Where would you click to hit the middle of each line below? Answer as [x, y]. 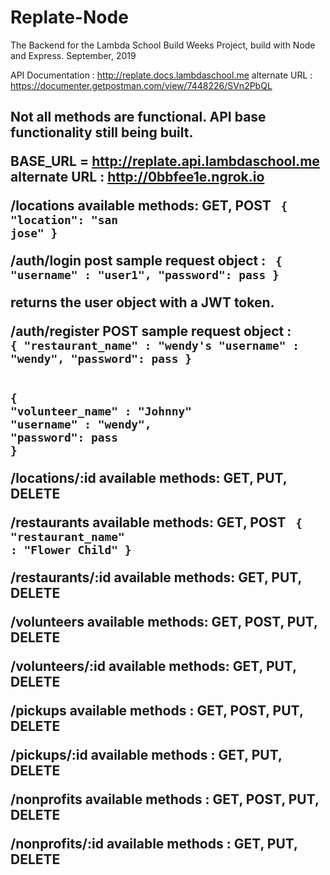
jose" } [34, 233]
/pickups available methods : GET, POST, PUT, [157, 711]
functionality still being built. [102, 132]
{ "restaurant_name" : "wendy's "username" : [155, 346]
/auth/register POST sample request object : [151, 331]
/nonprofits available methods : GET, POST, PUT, [165, 799]
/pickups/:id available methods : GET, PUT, [146, 755]
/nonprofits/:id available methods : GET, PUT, [154, 844]
